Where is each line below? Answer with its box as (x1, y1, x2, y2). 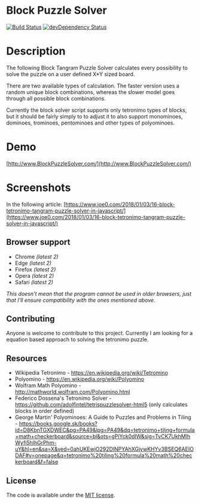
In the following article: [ (6, 201, 66, 208)
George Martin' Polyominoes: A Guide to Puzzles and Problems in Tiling (14, 414, 191, 421)
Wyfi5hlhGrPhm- (14, 439, 57, 447)
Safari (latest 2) (14, 278, 54, 286)
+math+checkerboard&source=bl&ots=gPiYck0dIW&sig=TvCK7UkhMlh (14, 433, 190, 440)
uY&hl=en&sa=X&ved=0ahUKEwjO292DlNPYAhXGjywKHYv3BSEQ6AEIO (14, 445, 194, 453)
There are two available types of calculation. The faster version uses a (6, 82, 179, 89)
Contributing (6, 314, 55, 324)
